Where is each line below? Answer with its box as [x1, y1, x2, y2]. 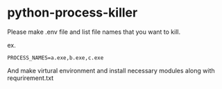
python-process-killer [7, 5, 138, 21]
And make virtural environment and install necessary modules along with [7, 66, 215, 75]
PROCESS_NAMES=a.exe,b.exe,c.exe [7, 54, 104, 61]
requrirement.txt [7, 74, 54, 82]
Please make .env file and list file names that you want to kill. [7, 28, 181, 36]
